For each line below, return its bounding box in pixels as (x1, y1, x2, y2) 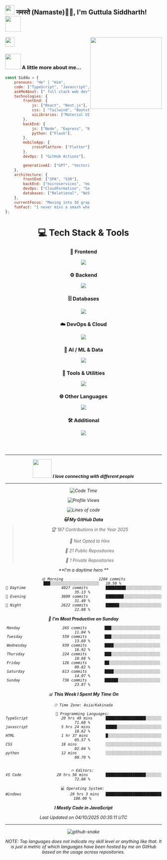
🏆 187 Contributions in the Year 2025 (51, 526, 128, 533)
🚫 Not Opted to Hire (69, 538, 110, 544)
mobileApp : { (23, 140, 50, 145)
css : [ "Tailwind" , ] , (31, 108, 103, 113)
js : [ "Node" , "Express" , (31, 126, 83, 131)
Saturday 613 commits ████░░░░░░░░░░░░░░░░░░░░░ (6, 669, 161, 674)
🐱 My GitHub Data (64, 516, 103, 523)
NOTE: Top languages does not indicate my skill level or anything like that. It (5, 839, 162, 845)
